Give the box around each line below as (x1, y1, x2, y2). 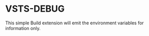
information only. (5, 25, 41, 31)
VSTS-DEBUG (5, 3, 65, 15)
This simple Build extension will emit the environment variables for (5, 20, 144, 26)
